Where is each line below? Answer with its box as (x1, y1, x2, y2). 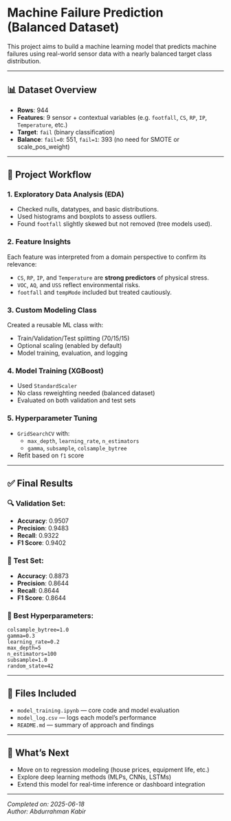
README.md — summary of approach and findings (16, 720, 155, 729)
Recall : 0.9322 (16, 532, 60, 540)
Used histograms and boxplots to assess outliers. (16, 212, 157, 221)
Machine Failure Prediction (7, 5, 164, 21)
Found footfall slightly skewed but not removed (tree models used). (16, 220, 212, 228)
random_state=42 (7, 663, 54, 669)
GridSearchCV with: (16, 429, 70, 437)
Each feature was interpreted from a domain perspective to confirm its (7, 253, 206, 261)
